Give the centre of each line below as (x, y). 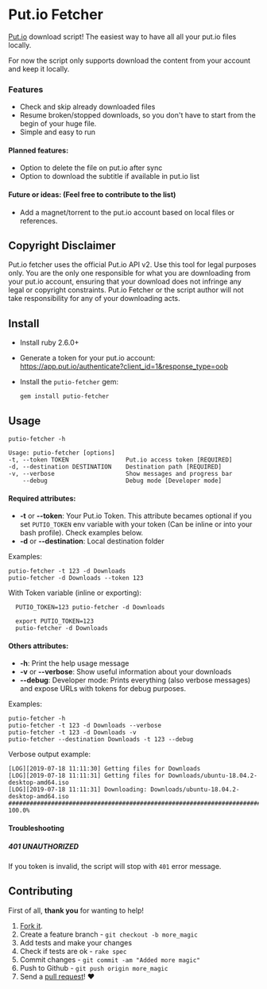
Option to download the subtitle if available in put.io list (110, 176)
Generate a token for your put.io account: (87, 358)
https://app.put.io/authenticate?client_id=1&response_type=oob (124, 366)
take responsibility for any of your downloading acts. (94, 299)
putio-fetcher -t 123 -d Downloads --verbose (85, 726)
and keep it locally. (39, 68)
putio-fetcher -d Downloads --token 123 (76, 578)
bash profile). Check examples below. (81, 533)
